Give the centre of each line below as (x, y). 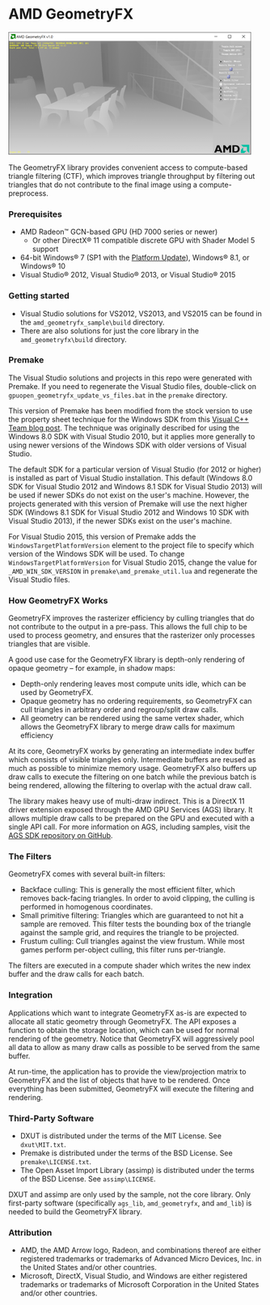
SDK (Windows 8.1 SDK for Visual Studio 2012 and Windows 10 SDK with (129, 512)
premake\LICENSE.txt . (55, 1162)
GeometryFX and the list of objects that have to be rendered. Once (119, 1080)
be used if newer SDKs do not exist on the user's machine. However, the (129, 495)
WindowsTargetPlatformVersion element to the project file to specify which (131, 545)
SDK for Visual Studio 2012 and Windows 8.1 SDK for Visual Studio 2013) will (135, 486)
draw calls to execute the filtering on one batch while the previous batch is (133, 777)
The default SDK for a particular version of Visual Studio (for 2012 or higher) (135, 469)
